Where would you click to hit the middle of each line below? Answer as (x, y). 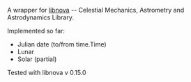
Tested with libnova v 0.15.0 (47, 73)
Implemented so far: (36, 31)
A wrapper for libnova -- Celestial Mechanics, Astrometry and (96, 10)
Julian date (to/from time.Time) (62, 44)
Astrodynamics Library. (41, 17)
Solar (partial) (37, 59)
